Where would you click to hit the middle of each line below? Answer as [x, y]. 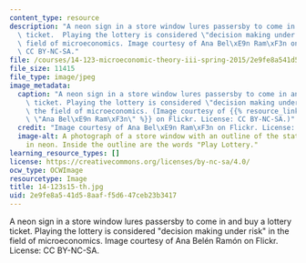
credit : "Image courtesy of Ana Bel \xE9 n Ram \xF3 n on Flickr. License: [157, 128]
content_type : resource [55, 18]
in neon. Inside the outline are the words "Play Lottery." [142, 145]
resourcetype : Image [49, 178]
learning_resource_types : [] [65, 153]
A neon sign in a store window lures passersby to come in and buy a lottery [151, 221]
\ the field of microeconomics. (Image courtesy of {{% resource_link [163, 111]
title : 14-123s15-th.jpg [56, 187]
